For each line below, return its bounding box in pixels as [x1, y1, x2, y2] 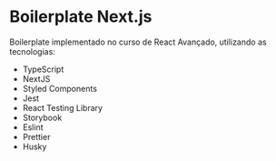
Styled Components [22, 83, 98, 94]
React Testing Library [22, 102, 103, 113]
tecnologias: [9, 45, 56, 56]
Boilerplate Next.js [9, 6, 153, 27]
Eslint [22, 121, 44, 133]
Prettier [22, 131, 51, 142]
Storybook [22, 112, 63, 123]
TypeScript [22, 64, 64, 75]
